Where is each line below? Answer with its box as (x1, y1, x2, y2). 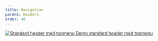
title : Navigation (5, 7, 43, 12)
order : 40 (5, 16, 26, 21)
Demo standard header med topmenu (75, 30, 153, 36)
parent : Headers (5, 12, 39, 17)
